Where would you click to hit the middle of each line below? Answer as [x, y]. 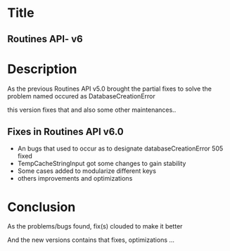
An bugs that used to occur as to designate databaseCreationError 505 [120, 148]
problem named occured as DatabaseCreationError [82, 96]
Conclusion [41, 207]
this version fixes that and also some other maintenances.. [92, 110]
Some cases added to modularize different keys [87, 171]
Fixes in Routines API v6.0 [66, 131]
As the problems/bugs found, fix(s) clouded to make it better [95, 226]
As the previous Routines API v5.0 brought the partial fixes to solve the [110, 89]
